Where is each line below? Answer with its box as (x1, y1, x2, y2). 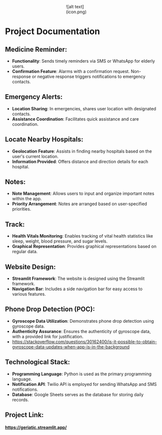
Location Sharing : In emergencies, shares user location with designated (12, 105, 156, 111)
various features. (12, 291, 46, 297)
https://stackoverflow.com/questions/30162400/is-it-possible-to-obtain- (12, 339, 157, 345)
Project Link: (5, 411, 44, 419)
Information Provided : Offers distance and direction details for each (12, 158, 148, 164)
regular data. (12, 249, 38, 255)
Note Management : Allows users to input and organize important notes (12, 191, 155, 196)
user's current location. (12, 153, 59, 159)
